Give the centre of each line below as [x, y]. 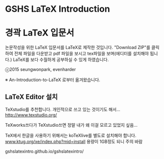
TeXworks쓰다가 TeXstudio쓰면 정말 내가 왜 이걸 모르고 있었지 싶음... [71, 125]
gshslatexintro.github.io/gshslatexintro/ [45, 151]
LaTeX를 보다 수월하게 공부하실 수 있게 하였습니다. [61, 60]
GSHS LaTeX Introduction [58, 9]
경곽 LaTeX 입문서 [40, 33]
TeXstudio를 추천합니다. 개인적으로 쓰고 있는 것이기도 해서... [63, 109]
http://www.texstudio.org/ [31, 115]
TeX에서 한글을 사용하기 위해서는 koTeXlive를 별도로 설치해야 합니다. [71, 135]
